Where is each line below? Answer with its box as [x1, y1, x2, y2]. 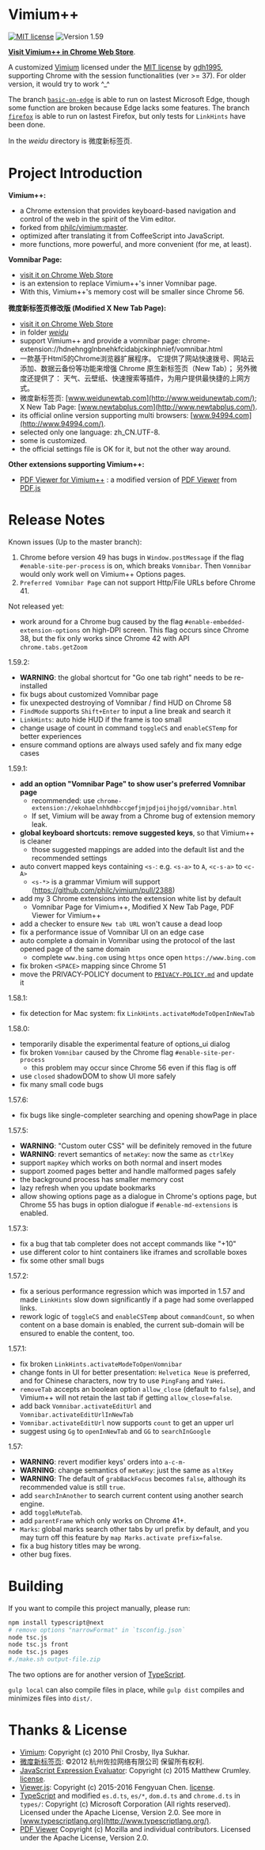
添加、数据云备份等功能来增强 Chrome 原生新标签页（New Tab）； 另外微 [19, 363, 258, 373]
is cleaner [19, 836, 52, 846]
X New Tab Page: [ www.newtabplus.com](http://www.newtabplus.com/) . [19, 402, 258, 411]
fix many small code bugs [19, 1079, 104, 1089]
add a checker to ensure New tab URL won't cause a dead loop [19, 919, 223, 928]
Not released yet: [8, 601, 65, 611]
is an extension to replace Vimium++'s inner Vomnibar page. [19, 279, 218, 288]
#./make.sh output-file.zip [8, 1655, 101, 1663]
